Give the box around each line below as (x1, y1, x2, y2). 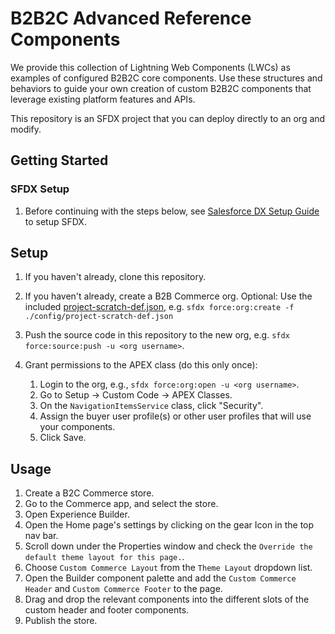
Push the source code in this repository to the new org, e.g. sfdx (24, 329, 290, 341)
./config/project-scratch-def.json (24, 312, 174, 322)
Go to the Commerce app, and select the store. (24, 498, 219, 510)
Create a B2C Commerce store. (24, 487, 155, 499)
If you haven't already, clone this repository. (24, 271, 207, 283)
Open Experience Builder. (24, 508, 130, 521)
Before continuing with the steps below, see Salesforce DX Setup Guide (24, 205, 320, 217)
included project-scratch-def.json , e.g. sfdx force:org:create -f (24, 301, 295, 313)
